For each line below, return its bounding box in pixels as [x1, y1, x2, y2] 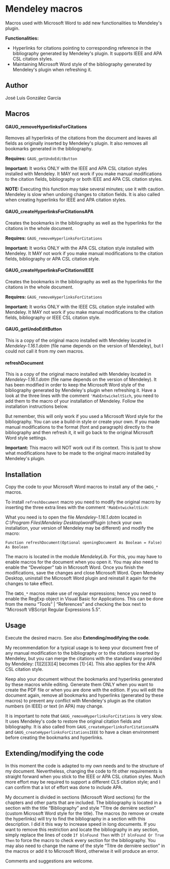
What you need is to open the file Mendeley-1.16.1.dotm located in [5, 514, 142, 520]
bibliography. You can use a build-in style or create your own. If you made [5, 419, 160, 425]
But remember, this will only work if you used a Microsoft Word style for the [5, 413, 163, 420]
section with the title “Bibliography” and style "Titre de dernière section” [5, 804, 156, 811]
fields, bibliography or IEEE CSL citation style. [5, 314, 100, 320]
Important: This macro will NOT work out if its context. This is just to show [5, 445, 161, 451]
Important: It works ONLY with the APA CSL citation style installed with [5, 245, 154, 251]
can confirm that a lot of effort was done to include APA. [5, 784, 123, 790]
